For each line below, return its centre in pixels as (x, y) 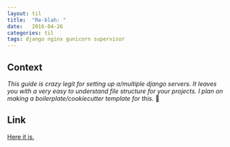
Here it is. (21, 137)
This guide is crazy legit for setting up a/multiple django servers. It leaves (112, 84)
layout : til (24, 13)
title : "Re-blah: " (37, 20)
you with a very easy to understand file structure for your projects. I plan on (115, 91)
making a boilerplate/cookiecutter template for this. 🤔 (84, 98)
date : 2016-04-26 (35, 26)
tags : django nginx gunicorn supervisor (66, 39)
